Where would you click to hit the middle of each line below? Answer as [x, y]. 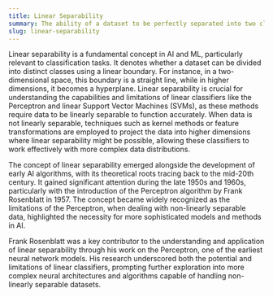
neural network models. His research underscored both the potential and [130, 259]
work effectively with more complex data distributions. [100, 149]
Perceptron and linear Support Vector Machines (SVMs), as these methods [134, 106]
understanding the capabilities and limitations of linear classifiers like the [130, 98]
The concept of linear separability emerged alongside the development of [132, 165]
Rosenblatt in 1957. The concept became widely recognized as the [119, 199]
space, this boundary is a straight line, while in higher [140, 80]
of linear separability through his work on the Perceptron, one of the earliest [136, 250]
